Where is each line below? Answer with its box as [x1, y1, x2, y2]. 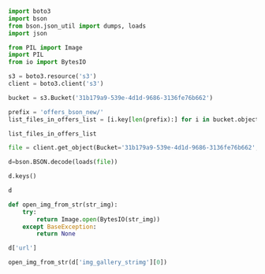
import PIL [8, 51, 44, 59]
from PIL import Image [8, 43, 83, 51]
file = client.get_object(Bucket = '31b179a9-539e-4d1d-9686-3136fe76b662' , [8, 144, 259, 152]
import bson [8, 14, 47, 23]
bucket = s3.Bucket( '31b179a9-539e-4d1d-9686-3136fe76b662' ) [8, 94, 214, 102]
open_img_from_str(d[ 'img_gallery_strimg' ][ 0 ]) [8, 258, 168, 267]
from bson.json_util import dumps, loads [8, 22, 147, 30]
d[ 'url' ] [8, 244, 37, 252]
